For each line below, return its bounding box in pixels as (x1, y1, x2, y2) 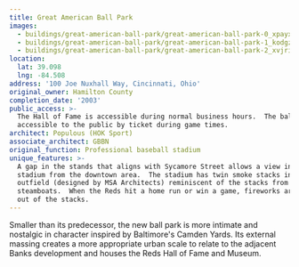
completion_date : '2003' (9, 95, 101, 105)
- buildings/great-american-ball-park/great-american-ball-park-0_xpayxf (17, 29, 296, 38)
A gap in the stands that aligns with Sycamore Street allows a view (17, 162, 280, 171)
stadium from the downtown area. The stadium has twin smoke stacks (17, 170, 280, 179)
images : (9, 21, 38, 30)
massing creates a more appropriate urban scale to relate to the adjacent (9, 238, 277, 249)
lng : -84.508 (17, 71, 66, 80)
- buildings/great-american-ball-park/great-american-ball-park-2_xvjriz (17, 46, 296, 55)
